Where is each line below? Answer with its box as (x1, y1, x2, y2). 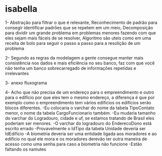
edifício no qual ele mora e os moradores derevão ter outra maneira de (5, 136, 147, 142)
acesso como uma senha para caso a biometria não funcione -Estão (5, 141, 142, 147)
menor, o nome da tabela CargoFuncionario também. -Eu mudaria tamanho (5, 110, 156, 116)
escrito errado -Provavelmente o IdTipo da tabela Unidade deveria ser (5, 125, 146, 131)
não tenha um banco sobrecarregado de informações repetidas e (5, 65, 137, 71)
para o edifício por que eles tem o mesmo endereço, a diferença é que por (5, 94, 155, 100)
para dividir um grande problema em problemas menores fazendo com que (5, 30, 156, 36)
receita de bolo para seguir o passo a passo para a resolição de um (5, 40, 141, 46)
